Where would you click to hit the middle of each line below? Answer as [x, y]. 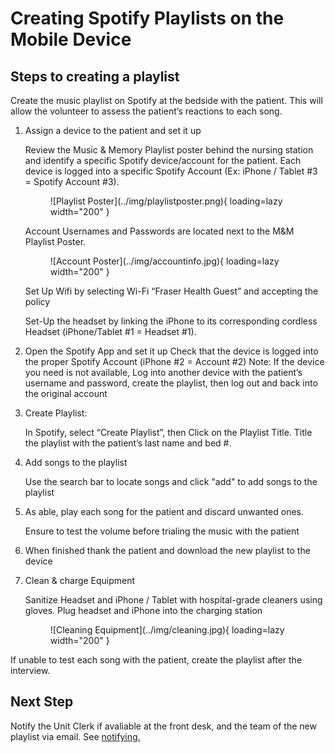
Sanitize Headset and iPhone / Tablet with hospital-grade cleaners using [173, 600]
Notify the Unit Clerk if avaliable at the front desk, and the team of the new [163, 726]
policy [37, 301]
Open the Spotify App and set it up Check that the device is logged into [171, 351]
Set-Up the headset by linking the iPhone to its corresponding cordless [171, 321]
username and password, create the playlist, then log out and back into [171, 383]
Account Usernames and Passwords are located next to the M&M [159, 231]
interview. [30, 670]
